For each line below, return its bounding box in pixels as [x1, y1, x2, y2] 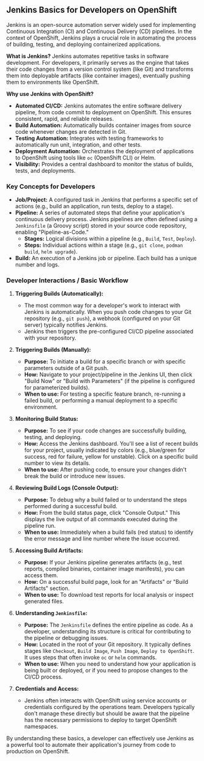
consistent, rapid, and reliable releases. [15, 115, 114, 122]
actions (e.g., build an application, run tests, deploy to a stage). [15, 203, 174, 210]
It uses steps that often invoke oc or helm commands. [24, 654, 157, 661]
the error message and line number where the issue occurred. [24, 535, 180, 542]
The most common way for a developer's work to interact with [24, 302, 181, 309]
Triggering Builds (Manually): [15, 346, 91, 354]
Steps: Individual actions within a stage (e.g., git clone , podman [24, 241, 183, 249]
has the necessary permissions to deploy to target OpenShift [24, 716, 177, 724]
